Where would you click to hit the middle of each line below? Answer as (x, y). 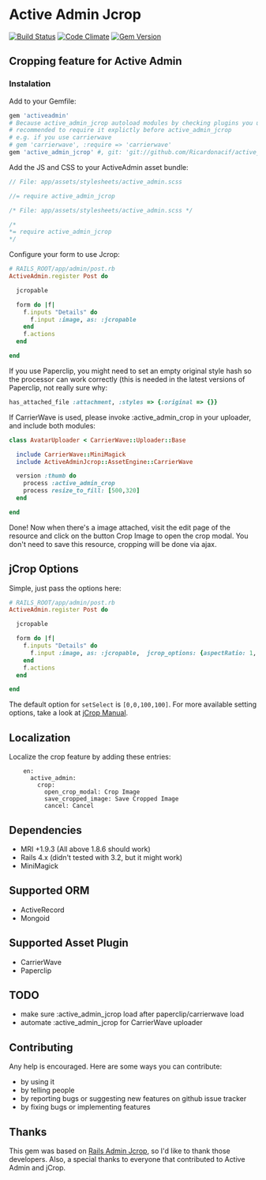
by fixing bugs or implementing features (85, 1107)
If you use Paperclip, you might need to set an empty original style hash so (130, 371)
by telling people (47, 1090)
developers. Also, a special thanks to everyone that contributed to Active (127, 1159)
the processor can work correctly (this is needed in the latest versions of (127, 379)
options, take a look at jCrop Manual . (69, 713)
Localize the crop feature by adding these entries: (90, 757)
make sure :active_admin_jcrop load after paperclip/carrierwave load (132, 1014)
